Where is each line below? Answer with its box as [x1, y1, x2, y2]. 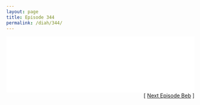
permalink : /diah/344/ [6, 20, 63, 26]
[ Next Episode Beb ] [143, 92, 195, 99]
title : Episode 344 [6, 14, 55, 20]
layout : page [6, 8, 39, 15]
